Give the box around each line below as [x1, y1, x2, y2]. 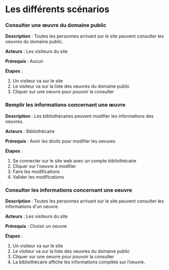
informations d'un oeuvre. [5, 204, 59, 210]
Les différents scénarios [5, 4, 110, 15]
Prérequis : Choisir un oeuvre [5, 223, 67, 229]
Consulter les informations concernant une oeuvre [5, 186, 133, 193]
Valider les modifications [12, 174, 64, 180]
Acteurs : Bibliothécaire [5, 128, 55, 134]
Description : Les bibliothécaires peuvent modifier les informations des [5, 113, 154, 119]
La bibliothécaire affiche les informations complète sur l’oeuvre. [12, 259, 145, 265]
